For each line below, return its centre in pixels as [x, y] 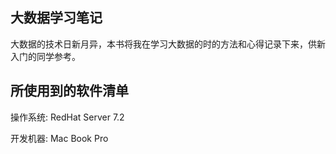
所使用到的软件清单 [69, 91]
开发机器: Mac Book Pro [59, 138]
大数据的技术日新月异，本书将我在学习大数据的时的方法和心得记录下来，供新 [168, 44]
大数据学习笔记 [56, 18]
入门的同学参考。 [45, 56]
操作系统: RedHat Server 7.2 [67, 117]
